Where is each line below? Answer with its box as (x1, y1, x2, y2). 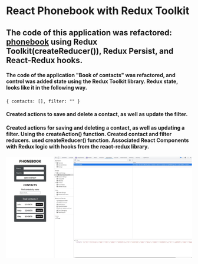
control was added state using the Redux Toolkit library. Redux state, (6, 78, 179, 85)
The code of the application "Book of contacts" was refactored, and (6, 72, 176, 79)
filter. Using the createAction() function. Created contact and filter (6, 130, 172, 137)
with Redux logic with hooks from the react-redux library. (6, 143, 149, 150)
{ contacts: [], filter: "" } (6, 98, 81, 104)
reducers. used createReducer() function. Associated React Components (6, 137, 189, 144)
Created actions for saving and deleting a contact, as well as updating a (6, 124, 185, 131)
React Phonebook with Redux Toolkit (6, 4, 190, 18)
